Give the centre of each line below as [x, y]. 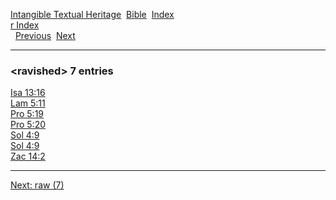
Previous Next [45, 35]
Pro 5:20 [28, 125]
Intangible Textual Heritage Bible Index [92, 14]
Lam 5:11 [28, 103]
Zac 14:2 [28, 156]
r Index [25, 25]
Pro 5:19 [27, 114]
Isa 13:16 [28, 93]
